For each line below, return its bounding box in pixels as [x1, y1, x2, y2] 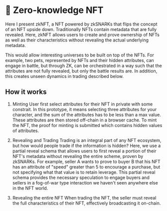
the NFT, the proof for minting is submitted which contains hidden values [12, 122, 163, 128]
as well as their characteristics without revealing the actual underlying [5, 37, 149, 43]
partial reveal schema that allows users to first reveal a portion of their [12, 147, 157, 154]
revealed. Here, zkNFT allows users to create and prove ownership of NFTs [5, 31, 160, 37]
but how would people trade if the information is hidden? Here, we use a [12, 142, 161, 148]
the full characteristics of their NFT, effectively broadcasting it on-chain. [12, 200, 161, 206]
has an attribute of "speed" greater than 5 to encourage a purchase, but [12, 163, 161, 169]
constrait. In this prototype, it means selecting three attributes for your [12, 106, 157, 112]
